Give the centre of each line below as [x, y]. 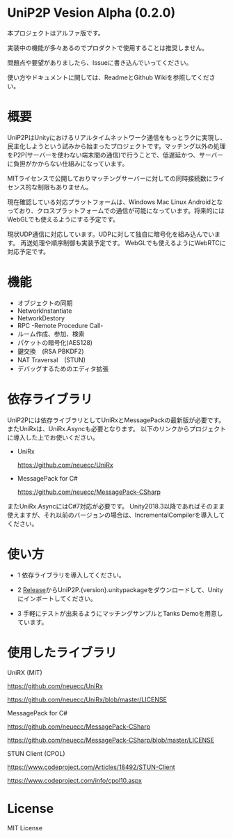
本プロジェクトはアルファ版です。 [56, 33]
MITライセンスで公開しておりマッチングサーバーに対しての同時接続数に [110, 178]
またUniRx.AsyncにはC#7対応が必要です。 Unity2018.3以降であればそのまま [116, 506]
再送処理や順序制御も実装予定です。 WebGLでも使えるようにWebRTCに [123, 242]
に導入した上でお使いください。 [53, 437]
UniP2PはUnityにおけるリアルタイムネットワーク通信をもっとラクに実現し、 [116, 137]
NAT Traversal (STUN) [51, 359]
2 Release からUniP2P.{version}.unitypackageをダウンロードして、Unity [120, 589]
